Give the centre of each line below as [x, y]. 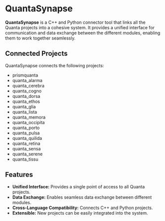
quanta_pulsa [26, 133]
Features [19, 175]
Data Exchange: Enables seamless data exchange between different [82, 197]
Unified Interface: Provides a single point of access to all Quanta [78, 186]
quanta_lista [24, 112]
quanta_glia [24, 106]
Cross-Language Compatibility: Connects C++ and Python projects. [82, 208]
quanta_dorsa [26, 96]
